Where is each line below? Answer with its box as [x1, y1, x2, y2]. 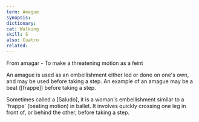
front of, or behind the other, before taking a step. [6, 109, 130, 116]
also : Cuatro [6, 37, 39, 43]
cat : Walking [6, 25, 39, 32]
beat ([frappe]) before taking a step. [6, 84, 96, 91]
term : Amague [6, 8, 39, 15]
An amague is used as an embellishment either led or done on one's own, [6, 71, 189, 78]
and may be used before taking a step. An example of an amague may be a [6, 77, 194, 85]
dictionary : [6, 20, 36, 26]
